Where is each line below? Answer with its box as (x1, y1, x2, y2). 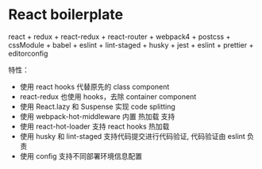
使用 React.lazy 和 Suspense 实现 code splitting (19, 102, 176, 111)
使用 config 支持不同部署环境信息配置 (19, 151, 143, 160)
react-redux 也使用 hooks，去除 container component (19, 91, 197, 101)
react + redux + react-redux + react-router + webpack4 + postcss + (8, 32, 231, 41)
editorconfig (8, 48, 48, 58)
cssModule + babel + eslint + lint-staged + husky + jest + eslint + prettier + (8, 40, 254, 49)
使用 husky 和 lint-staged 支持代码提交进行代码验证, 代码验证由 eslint (19, 131, 246, 140)
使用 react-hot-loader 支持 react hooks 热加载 (19, 121, 170, 131)
